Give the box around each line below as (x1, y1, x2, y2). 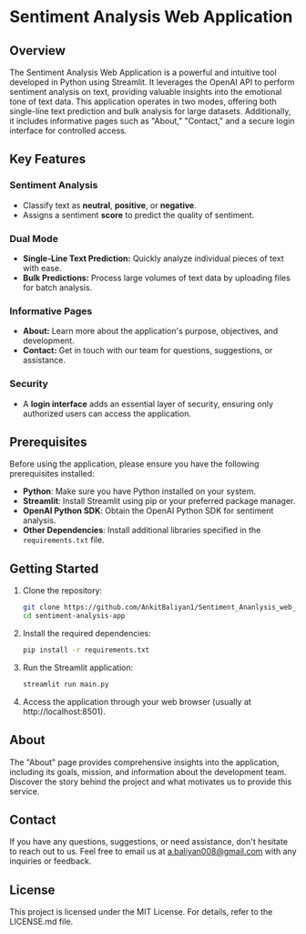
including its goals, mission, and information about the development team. (9, 766, 287, 777)
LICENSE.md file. (9, 916, 74, 928)
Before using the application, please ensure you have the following (9, 458, 260, 469)
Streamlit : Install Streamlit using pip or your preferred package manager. (22, 496, 296, 507)
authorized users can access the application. (22, 408, 191, 419)
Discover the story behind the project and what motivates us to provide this (9, 776, 292, 787)
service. (9, 785, 40, 796)
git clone (22, 603, 61, 613)
